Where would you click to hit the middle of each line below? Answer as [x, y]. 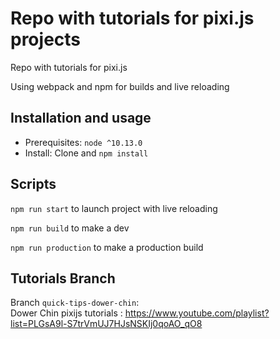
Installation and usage [81, 118]
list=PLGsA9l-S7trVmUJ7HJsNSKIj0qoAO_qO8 [106, 324]
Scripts [33, 184]
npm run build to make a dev [70, 228]
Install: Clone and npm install [86, 153]
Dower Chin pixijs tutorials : [66, 313]
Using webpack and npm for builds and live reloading [120, 86]
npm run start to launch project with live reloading [114, 208]
